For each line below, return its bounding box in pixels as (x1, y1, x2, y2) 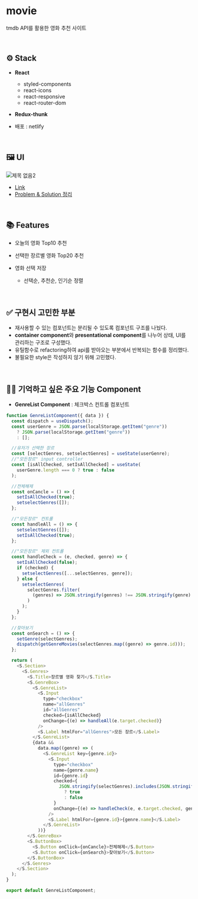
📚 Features (6, 220, 49, 230)
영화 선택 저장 (14, 264, 47, 272)
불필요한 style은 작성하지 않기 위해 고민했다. (14, 354, 117, 361)
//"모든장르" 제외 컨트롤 (11, 549, 64, 555)
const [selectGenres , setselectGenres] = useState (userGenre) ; (11, 451, 170, 457)
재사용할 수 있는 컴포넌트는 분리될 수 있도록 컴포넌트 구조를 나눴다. (14, 324, 167, 332)
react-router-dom (23, 99, 67, 106)
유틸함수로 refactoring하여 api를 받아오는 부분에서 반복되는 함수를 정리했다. (14, 346, 189, 353)
